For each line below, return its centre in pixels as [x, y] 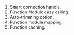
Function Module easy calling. [39, 12]
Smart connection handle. [35, 7]
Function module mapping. [36, 22]
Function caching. [28, 27]
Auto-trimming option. [32, 17]
